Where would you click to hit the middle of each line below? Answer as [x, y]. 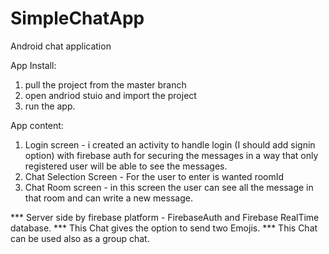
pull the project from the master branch [105, 84]
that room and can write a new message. [108, 198]
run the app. [50, 106]
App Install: [33, 65]
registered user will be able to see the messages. [126, 166]
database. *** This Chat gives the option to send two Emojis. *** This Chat [164, 228]
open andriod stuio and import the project [110, 95]
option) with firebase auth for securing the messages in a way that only [171, 155]
